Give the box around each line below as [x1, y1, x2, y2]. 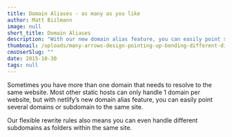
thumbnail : [7, 42, 39, 49]
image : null [7, 23, 41, 30]
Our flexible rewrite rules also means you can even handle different [7, 116, 198, 125]
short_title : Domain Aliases [7, 29, 91, 37]
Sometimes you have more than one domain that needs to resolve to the [7, 80, 212, 89]
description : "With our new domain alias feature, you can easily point [7, 36, 221, 43]
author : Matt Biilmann [7, 17, 72, 24]
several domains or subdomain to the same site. [7, 102, 144, 111]
